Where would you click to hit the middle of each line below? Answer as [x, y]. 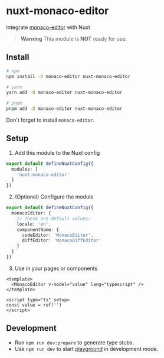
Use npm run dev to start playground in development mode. [86, 349]
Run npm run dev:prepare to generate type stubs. [74, 342]
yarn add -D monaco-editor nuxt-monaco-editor [64, 93]
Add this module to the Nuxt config [57, 152]
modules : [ [25, 169]
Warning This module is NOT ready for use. [74, 38]
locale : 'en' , [34, 224]
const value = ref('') [34, 305]
